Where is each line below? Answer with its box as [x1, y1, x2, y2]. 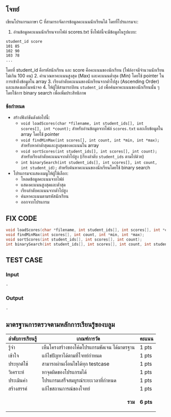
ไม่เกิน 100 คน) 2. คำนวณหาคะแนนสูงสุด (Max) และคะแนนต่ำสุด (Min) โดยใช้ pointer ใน [6, 73, 164, 79]
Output [6, 294, 24, 302]
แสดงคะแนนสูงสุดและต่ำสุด [20, 182, 66, 188]
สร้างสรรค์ [8, 385, 27, 392]
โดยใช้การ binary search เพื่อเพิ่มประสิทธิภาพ [6, 90, 86, 96]
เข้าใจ [8, 352, 19, 359]
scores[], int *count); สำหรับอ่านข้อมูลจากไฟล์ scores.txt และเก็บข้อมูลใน [20, 126, 163, 132]
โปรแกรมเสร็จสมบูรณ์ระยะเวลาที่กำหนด [42, 377, 117, 384]
